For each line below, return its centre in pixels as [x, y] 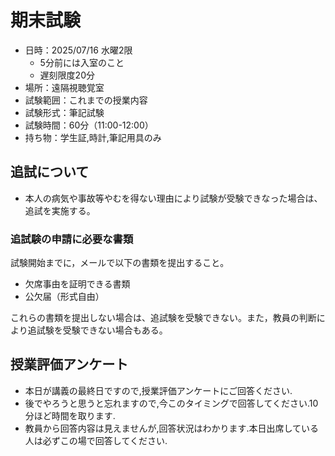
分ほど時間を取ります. [70, 415]
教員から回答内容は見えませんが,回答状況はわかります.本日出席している [172, 428]
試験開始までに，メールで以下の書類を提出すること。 [120, 263]
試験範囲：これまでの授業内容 [86, 100]
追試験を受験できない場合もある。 [97, 330]
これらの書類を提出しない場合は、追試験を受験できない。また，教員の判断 [163, 318]
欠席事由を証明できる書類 [77, 284]
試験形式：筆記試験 [64, 112]
